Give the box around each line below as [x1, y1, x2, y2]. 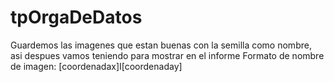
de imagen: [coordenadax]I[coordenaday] [10, 60, 183, 72]
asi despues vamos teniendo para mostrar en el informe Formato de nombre [10, 49, 325, 61]
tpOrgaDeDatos [10, 6, 143, 29]
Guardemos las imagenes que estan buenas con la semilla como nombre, [10, 39, 312, 51]
